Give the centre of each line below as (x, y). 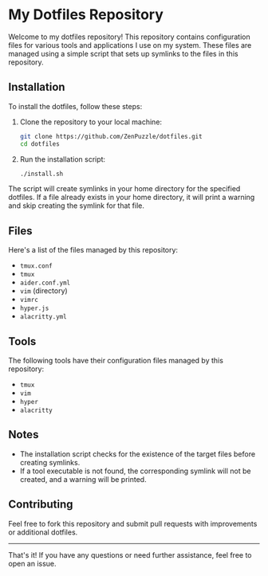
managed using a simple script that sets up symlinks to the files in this (123, 53)
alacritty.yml (43, 317)
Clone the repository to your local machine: (91, 122)
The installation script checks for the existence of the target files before (138, 454)
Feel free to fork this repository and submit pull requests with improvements (133, 523)
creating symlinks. (50, 462)
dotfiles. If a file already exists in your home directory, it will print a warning (132, 198)
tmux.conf (36, 266)
